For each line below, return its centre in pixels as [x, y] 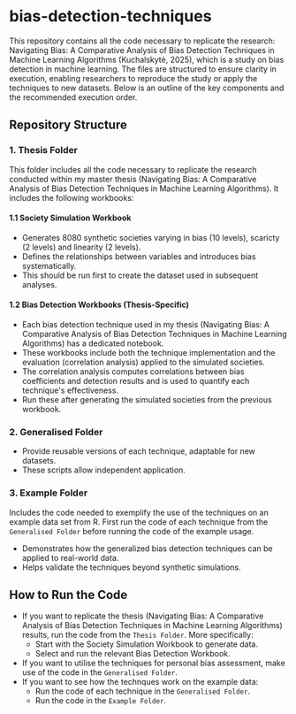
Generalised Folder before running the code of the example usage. [132, 531]
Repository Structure [68, 125]
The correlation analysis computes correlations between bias [133, 372]
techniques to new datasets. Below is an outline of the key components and [147, 88]
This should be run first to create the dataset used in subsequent [140, 275]
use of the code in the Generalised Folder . [100, 672]
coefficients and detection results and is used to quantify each [136, 381]
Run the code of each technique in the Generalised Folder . [142, 691]
